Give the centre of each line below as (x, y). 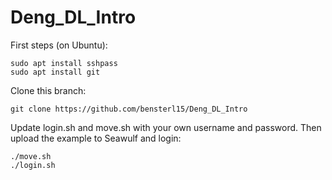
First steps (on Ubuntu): (59, 45)
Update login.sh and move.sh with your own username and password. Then (166, 127)
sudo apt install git (55, 72)
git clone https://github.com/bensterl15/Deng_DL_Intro (129, 109)
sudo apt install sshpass (64, 63)
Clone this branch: (48, 90)
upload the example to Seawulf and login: (96, 138)
